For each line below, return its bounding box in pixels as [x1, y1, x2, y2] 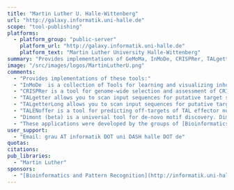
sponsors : [7, 165, 36, 173]
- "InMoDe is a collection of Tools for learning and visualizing [13, 81, 214, 88]
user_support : [7, 127, 49, 134]
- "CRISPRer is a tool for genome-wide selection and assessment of [13, 88, 217, 95]
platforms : [7, 29, 39, 37]
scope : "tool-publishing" [7, 23, 82, 30]
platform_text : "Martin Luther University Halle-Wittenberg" [19, 49, 201, 56]
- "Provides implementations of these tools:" [13, 74, 151, 82]
